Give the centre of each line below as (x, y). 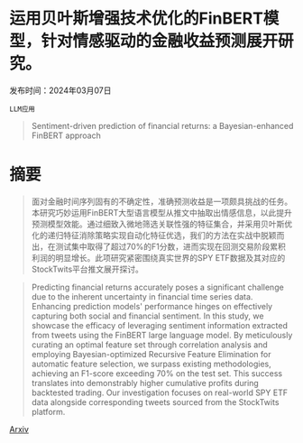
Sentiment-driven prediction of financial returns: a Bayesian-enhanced (162, 125)
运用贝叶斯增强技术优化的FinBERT (137, 18)
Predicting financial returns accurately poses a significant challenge (157, 287)
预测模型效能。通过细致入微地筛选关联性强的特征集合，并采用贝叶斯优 (162, 224)
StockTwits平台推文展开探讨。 (87, 269)
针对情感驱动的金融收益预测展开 (160, 41)
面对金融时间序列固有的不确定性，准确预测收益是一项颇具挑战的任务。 (162, 201)
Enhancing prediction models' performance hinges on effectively (152, 306)
